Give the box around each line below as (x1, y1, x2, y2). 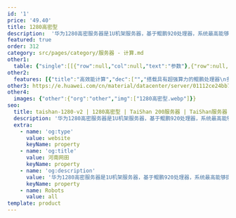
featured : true (7, 37, 52, 44)
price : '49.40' (7, 17, 52, 24)
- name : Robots (20, 187, 65, 194)
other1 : (7, 56, 30, 63)
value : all (25, 193, 58, 200)
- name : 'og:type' (20, 128, 74, 135)
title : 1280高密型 (7, 23, 58, 30)
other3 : (7, 82, 30, 89)
